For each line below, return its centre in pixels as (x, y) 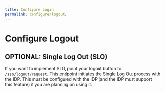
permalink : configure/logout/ (36, 14)
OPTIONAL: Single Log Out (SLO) (56, 57)
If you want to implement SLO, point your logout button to (63, 68)
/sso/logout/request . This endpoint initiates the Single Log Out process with (83, 74)
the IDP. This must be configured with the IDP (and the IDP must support (79, 79)
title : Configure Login (30, 10)
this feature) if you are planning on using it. (49, 84)
